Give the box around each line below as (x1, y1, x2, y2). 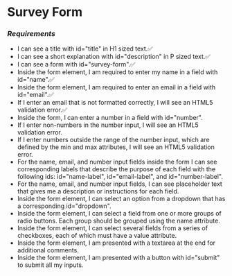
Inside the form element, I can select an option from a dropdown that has (17, 195, 226, 203)
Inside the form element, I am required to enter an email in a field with (17, 83, 216, 92)
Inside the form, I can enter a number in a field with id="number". (17, 114, 203, 122)
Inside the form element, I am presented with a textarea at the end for (17, 239, 216, 247)
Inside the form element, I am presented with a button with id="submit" (17, 254, 220, 262)
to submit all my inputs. (17, 261, 84, 269)
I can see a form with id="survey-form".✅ (17, 60, 136, 69)
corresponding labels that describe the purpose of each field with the (17, 165, 216, 173)
